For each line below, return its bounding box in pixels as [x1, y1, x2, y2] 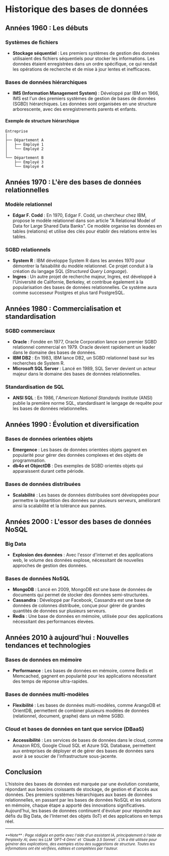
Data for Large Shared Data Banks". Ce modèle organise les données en [12, 223, 162, 229]
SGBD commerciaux [5, 327, 55, 334]
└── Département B [5, 155, 44, 161]
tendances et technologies [5, 641, 91, 650]
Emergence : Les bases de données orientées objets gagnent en [12, 447, 147, 453]
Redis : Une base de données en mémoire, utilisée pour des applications [12, 613, 163, 619]
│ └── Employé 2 [5, 147, 44, 152]
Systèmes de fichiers [5, 39, 58, 46]
